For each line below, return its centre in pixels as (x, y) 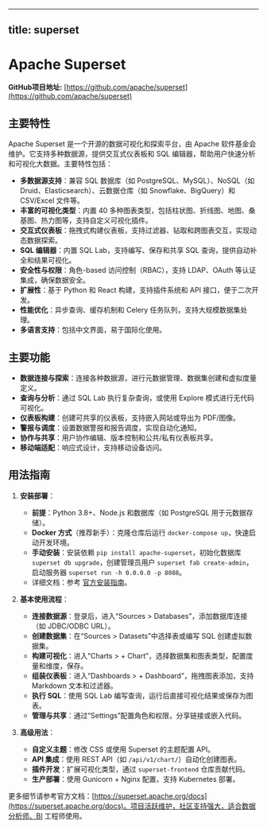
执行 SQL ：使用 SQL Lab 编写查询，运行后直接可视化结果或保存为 (139, 695)
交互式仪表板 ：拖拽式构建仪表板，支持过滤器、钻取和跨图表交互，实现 (135, 231)
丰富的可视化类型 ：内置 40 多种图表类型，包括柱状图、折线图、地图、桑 (137, 211)
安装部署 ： (37, 496)
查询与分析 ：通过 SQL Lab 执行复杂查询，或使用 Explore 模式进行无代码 (137, 398)
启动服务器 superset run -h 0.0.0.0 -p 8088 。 (109, 572)
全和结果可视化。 (48, 260)
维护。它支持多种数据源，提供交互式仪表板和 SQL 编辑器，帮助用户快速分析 (132, 154)
